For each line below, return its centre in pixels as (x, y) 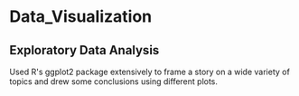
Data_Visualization (81, 17)
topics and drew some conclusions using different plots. (114, 82)
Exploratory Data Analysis (84, 50)
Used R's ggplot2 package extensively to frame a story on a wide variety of (150, 72)
